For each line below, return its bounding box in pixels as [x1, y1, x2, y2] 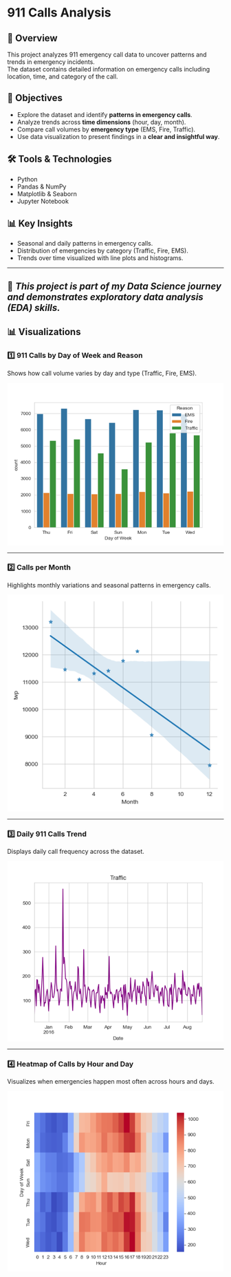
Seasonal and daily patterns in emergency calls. [16, 239, 153, 248]
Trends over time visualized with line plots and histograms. [16, 254, 184, 262]
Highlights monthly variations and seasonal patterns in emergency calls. [7, 581, 211, 589]
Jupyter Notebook [16, 197, 69, 205]
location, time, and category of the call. [7, 72, 118, 81]
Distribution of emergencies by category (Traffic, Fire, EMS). [16, 246, 189, 255]
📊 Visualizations [7, 326, 81, 338]
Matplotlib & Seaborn [16, 189, 77, 197]
